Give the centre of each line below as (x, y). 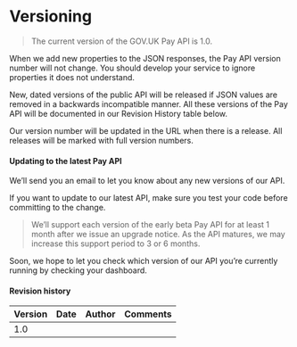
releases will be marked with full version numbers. (101, 140)
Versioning (50, 17)
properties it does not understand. (72, 77)
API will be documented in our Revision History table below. (119, 113)
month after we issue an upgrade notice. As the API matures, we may (158, 235)
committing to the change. (58, 208)
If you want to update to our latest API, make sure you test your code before (148, 198)
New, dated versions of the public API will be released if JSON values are (144, 95)
